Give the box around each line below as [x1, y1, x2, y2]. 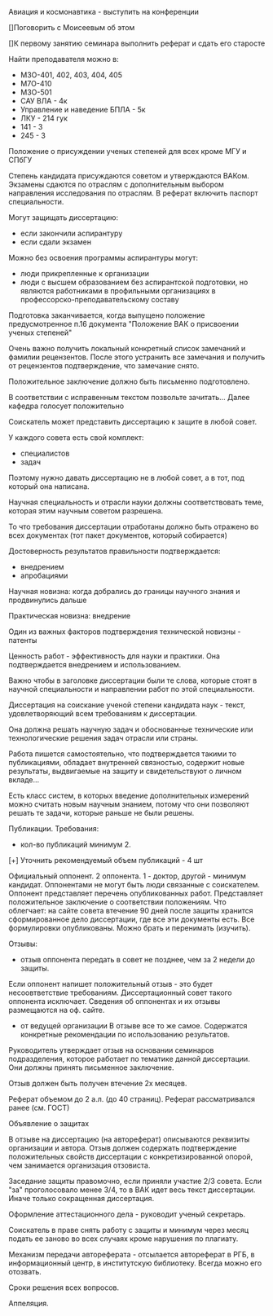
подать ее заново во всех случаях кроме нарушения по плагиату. [8, 1234, 239, 1243]
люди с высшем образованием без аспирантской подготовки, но [20, 277, 249, 287]
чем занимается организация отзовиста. [8, 1160, 151, 1170]
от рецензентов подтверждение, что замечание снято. [8, 361, 200, 370]
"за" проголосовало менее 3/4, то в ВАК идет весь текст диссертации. [8, 1185, 256, 1195]
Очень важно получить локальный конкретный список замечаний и [8, 344, 246, 353]
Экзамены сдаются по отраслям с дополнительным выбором [8, 179, 224, 189]
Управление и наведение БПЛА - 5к [20, 105, 146, 114]
